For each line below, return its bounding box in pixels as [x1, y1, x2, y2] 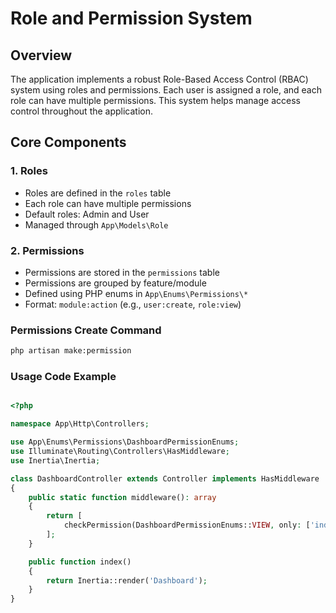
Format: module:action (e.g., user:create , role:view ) [24, 298, 242, 310]
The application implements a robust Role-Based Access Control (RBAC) [10, 73, 309, 85]
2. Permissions [10, 243, 85, 257]
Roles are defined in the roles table [24, 187, 172, 199]
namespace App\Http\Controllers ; [10, 419, 150, 429]
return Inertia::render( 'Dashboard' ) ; [46, 575, 208, 586]
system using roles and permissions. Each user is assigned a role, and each [10, 84, 322, 96]
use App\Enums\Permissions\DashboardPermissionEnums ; [10, 437, 240, 447]
